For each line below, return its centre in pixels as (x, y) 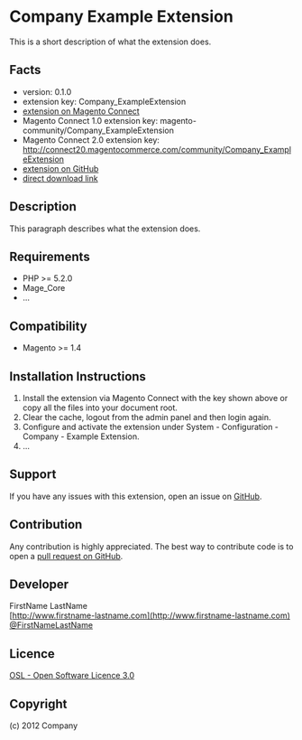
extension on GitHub (60, 168)
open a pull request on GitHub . (66, 556)
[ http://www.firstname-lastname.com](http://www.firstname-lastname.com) (150, 615)
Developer (39, 585)
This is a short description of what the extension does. (110, 42)
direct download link (60, 178)
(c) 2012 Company (44, 726)
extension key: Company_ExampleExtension (104, 101)
